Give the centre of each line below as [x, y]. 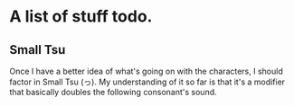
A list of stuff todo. [81, 17]
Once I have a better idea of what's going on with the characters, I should [146, 71]
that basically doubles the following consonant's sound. [113, 92]
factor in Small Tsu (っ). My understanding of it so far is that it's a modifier [147, 82]
